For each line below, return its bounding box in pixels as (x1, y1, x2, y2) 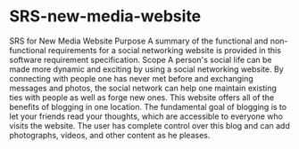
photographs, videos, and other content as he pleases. (9, 129, 211, 140)
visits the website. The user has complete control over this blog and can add (9, 120, 290, 130)
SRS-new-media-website (9, 6, 202, 27)
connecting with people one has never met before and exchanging (9, 73, 254, 83)
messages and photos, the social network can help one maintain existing (9, 82, 277, 93)
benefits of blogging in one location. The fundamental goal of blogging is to (9, 101, 287, 112)
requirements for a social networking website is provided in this (47, 44, 281, 55)
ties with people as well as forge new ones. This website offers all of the (9, 91, 275, 103)
